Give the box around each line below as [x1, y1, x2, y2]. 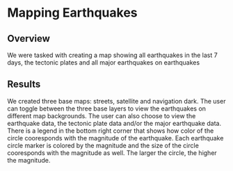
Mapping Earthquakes [7, 5, 138, 21]
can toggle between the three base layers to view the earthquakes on [7, 104, 207, 113]
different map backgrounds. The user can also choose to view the [7, 111, 196, 120]
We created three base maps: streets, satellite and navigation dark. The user [7, 97, 226, 105]
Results [7, 79, 41, 90]
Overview [7, 33, 51, 44]
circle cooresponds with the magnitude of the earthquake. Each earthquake [7, 133, 224, 142]
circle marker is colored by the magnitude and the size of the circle [7, 141, 200, 149]
